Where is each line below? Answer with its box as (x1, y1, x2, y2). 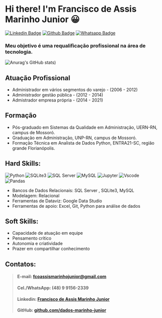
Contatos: (5, 260, 36, 268)
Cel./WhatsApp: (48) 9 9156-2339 (17, 285, 89, 291)
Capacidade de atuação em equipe (12, 230, 83, 236)
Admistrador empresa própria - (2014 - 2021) (12, 97, 104, 103)
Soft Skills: (5, 217, 39, 226)
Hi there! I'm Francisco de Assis (5, 3, 137, 15)
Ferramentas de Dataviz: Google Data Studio (12, 197, 102, 204)
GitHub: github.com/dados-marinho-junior (17, 307, 107, 313)
